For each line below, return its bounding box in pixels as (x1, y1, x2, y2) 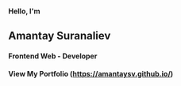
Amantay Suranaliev (8, 28, 111, 43)
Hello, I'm (8, 6, 40, 16)
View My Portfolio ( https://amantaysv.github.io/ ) (8, 69, 174, 79)
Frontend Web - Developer (8, 51, 98, 61)
